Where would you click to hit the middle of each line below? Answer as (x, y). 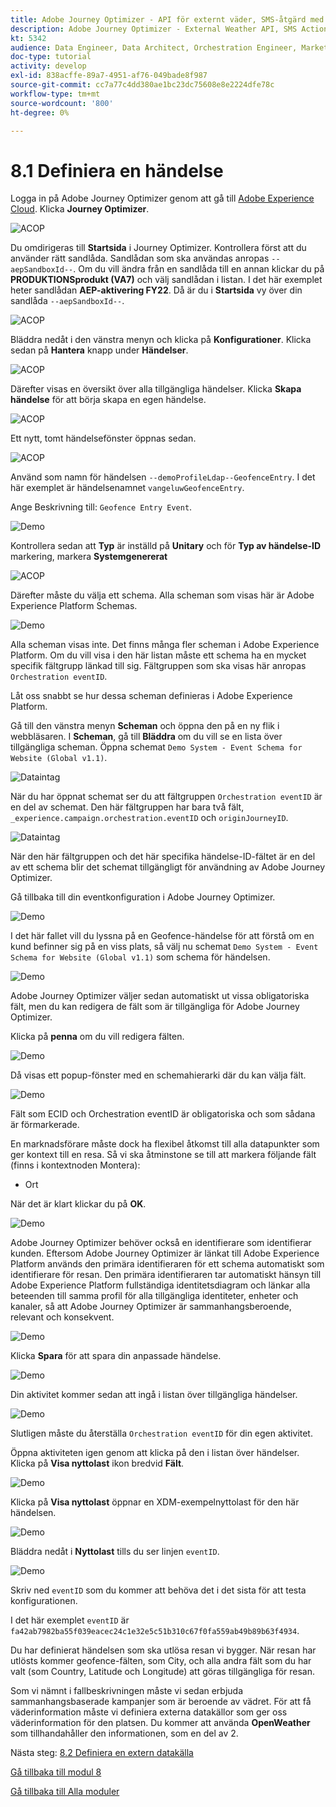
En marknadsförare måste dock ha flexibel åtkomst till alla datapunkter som (165, 1144)
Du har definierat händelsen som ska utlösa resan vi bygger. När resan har (163, 1650)
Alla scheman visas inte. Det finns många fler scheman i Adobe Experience (165, 645)
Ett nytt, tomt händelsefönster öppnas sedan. (103, 438)
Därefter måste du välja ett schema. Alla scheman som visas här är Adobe (162, 595)
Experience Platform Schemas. (74, 606)
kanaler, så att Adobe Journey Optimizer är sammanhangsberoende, (151, 1307)
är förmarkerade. (45, 1125)
